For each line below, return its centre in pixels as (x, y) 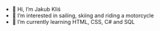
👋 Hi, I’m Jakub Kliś (36, 9)
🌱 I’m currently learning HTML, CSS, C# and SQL (74, 22)
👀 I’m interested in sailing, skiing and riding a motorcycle (83, 15)
